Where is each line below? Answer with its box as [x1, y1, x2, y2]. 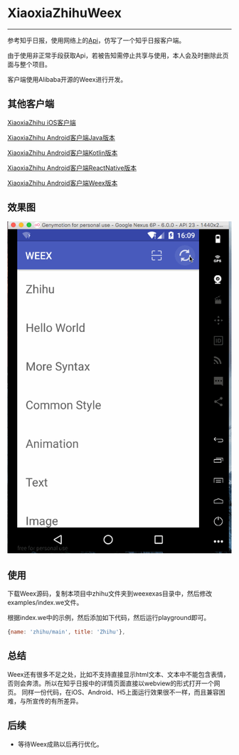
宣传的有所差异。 [31, 697, 83, 705]
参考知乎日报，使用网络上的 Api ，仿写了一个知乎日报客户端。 [7, 36, 186, 44]
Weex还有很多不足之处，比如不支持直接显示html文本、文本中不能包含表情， [7, 670, 230, 678]
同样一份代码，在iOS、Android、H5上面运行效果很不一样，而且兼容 [21, 687, 219, 696]
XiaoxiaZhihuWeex [7, 5, 122, 21]
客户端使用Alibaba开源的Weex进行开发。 [7, 75, 127, 83]
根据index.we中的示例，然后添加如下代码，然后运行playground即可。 [7, 614, 211, 622]
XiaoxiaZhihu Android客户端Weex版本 [7, 178, 118, 187]
